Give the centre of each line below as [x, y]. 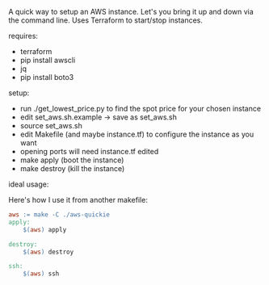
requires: [23, 36]
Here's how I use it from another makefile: [78, 200]
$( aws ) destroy [48, 252]
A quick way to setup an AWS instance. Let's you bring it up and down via [131, 12]
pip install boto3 [47, 77]
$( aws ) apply [45, 229]
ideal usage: [29, 184]
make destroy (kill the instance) [72, 168]
